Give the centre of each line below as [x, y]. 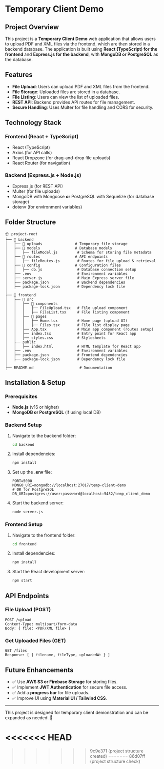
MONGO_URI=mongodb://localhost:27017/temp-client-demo [69, 485]
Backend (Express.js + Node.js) [43, 175]
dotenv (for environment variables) [47, 207]
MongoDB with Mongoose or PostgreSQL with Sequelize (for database [83, 196]
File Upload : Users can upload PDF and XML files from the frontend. [81, 86]
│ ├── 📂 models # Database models [59, 248]
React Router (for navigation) [41, 163]
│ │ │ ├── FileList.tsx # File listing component [68, 312]
